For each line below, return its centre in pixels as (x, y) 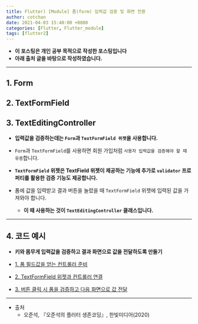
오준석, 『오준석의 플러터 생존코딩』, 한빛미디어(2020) (87, 315)
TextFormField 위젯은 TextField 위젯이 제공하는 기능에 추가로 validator (98, 170)
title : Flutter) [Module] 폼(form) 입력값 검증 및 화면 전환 (76, 12)
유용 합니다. (27, 158)
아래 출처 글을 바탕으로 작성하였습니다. (58, 58)
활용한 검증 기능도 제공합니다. (64, 178)
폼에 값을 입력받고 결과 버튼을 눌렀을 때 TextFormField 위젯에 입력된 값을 (98, 190)
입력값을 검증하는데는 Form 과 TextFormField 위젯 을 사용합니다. (86, 138)
